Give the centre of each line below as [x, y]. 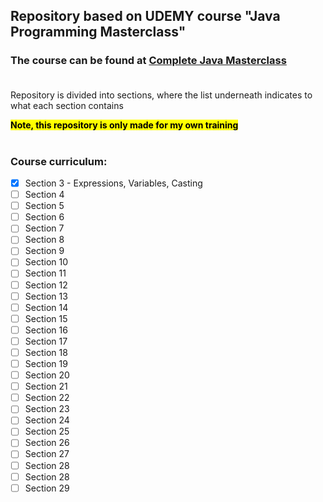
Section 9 [44, 251]
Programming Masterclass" [98, 32]
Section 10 [46, 262]
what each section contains [67, 105]
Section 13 [46, 296]
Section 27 [47, 454]
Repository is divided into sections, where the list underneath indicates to [161, 95]
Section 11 [45, 273]
